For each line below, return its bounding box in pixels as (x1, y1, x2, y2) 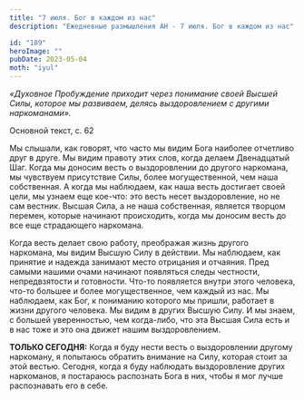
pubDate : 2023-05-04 (9, 55, 88, 64)
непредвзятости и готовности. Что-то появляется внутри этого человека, (9, 276, 296, 287)
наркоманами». (9, 108, 72, 118)
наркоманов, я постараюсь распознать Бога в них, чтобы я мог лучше (9, 371, 284, 381)
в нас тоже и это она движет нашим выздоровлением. (9, 324, 221, 335)
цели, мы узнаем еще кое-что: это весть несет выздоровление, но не (9, 191, 280, 201)
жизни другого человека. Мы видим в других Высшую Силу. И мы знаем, (9, 305, 296, 316)
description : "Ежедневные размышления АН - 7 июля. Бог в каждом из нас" (9, 22, 295, 31)
